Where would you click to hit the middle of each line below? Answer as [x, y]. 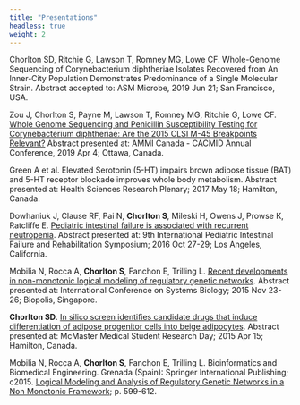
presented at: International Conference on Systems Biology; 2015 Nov [138, 291]
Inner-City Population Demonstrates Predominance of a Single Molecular [143, 79]
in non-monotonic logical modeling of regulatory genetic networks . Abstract [150, 281]
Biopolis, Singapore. [60, 300]
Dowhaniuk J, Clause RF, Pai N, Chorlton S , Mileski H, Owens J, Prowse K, [146, 216]
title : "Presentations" [54, 17]
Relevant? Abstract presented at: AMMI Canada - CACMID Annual [130, 143]
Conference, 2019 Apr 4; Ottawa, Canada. [86, 153]
